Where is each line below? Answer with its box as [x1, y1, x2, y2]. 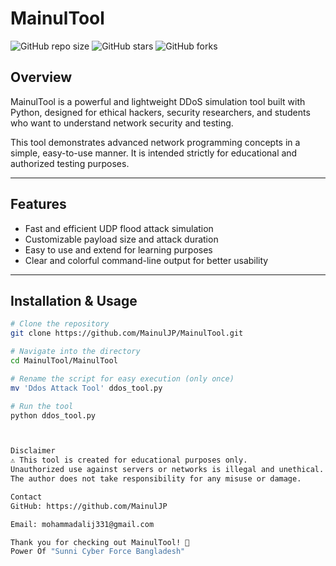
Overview [10, 69, 73, 86]
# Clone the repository [10, 319, 110, 329]
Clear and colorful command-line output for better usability [24, 254, 269, 266]
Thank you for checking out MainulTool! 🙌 [10, 537, 190, 547]
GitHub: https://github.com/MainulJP [10, 501, 168, 511]
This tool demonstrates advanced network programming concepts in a [10, 136, 301, 148]
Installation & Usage [10, 292, 138, 309]
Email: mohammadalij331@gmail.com [10, 519, 155, 529]
